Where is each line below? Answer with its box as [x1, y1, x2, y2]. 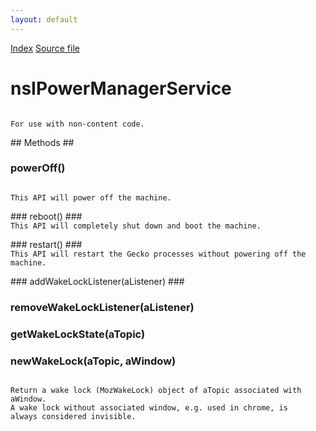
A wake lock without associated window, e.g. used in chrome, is [10, 403, 288, 413]
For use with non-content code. [10, 119, 145, 129]
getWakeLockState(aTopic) [10, 327, 146, 341]
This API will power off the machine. [10, 192, 172, 203]
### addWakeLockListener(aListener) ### [10, 275, 185, 287]
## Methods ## [10, 136, 75, 148]
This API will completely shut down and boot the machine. [10, 221, 262, 231]
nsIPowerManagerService [10, 77, 232, 100]
